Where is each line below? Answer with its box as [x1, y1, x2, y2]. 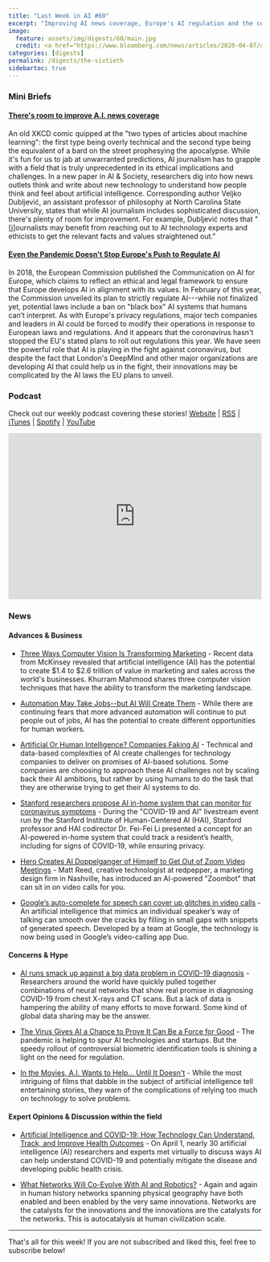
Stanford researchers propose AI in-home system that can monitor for [19, 798, 252, 808]
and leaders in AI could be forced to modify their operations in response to [8, 319, 256, 329]
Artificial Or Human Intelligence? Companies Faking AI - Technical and [19, 739, 253, 749]
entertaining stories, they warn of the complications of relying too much [19, 1085, 258, 1094]
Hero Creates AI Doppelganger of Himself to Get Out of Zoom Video [19, 856, 245, 866]
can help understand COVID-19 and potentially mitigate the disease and [19, 1155, 257, 1165]
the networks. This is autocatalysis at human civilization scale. [19, 1214, 227, 1223]
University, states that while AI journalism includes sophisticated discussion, [8, 205, 261, 215]
